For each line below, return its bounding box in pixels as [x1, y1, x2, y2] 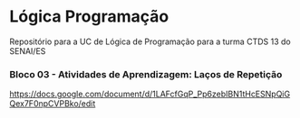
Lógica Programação [9, 6, 169, 27]
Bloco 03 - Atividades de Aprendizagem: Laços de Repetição [9, 68, 283, 80]
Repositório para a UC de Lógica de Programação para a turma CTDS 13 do [9, 36, 292, 47]
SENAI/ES [9, 45, 46, 56]
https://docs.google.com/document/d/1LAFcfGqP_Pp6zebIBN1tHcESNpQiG [9, 88, 291, 100]
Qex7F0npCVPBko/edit [9, 98, 96, 109]
